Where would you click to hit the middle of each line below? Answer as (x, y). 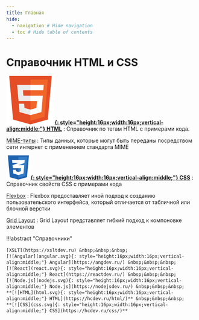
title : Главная (25, 13)
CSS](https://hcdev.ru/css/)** (89, 311)
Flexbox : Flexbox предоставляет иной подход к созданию (81, 196)
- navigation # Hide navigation (52, 25)
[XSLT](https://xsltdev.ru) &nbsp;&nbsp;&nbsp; (67, 250)
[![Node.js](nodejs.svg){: (40, 281)
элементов (20, 227)
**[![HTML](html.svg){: (36, 293)
